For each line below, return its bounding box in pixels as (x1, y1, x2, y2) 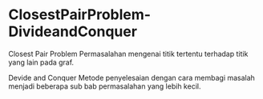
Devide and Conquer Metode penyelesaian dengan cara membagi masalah (8, 73, 255, 82)
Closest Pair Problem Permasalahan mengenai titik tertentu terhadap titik (8, 49, 249, 58)
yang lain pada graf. (8, 57, 75, 67)
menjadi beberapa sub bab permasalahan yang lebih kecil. (8, 81, 201, 91)
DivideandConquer (8, 22, 138, 41)
